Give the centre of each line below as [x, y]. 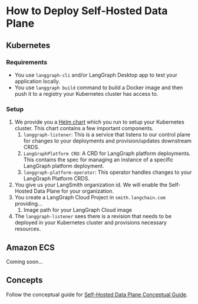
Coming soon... [24, 261]
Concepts [24, 280]
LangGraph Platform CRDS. [57, 179]
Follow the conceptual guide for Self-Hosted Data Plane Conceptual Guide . [97, 295]
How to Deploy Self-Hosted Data [87, 11]
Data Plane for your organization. [74, 191]
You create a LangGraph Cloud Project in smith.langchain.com [90, 198]
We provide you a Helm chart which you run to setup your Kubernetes [99, 122]
